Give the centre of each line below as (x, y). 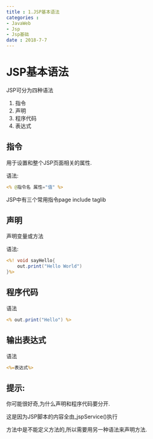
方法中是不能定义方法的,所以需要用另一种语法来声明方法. (77, 430)
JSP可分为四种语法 (30, 90)
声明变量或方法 (25, 236)
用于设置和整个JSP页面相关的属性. (49, 162)
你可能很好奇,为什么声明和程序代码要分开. (58, 404)
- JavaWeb (19, 23)
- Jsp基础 (18, 35)
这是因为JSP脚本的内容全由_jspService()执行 (62, 417)
